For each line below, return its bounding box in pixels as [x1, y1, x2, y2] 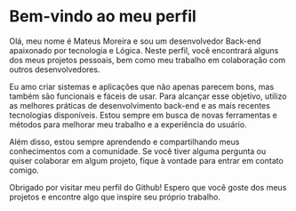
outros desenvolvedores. [9, 64, 100, 75]
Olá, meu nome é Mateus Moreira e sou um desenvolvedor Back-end [9, 36, 261, 46]
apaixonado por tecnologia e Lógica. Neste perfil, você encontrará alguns [9, 45, 279, 55]
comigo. [9, 165, 40, 175]
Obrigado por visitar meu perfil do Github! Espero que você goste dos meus [9, 182, 287, 192]
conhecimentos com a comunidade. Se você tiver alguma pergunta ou [9, 145, 267, 157]
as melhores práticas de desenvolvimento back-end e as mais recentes [9, 100, 271, 110]
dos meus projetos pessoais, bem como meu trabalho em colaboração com [9, 54, 286, 65]
